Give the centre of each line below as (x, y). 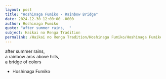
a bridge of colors (23, 62)
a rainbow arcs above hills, (32, 56)
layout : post (19, 10)
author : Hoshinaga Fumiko (32, 23)
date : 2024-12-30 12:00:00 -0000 (40, 19)
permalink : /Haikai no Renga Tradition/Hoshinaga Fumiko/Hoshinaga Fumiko (84, 38)
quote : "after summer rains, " (38, 28)
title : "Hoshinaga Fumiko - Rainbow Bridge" (52, 14)
